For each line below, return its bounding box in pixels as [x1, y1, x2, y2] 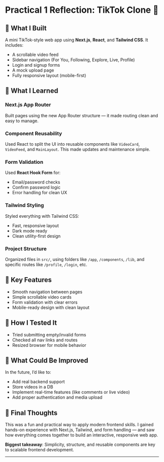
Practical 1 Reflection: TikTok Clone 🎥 [5, 4, 159, 16]
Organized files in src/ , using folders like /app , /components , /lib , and [5, 256, 145, 262]
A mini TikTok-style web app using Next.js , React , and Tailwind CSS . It [5, 37, 148, 43]
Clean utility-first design [12, 233, 61, 239]
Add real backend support [12, 379, 65, 385]
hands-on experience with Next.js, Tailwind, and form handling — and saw [5, 427, 155, 433]
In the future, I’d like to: [5, 369, 51, 375]
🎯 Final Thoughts [5, 409, 58, 417]
